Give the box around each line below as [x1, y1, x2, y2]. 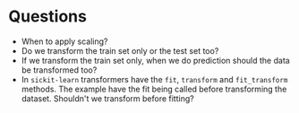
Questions [8, 6, 87, 27]
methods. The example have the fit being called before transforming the [21, 83, 287, 94]
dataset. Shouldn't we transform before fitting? [21, 92, 194, 104]
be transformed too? [21, 65, 98, 75]
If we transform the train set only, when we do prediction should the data [21, 55, 290, 65]
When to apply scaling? [21, 36, 108, 47]
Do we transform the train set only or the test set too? [21, 45, 219, 56]
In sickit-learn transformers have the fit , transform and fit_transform [21, 74, 288, 84]
